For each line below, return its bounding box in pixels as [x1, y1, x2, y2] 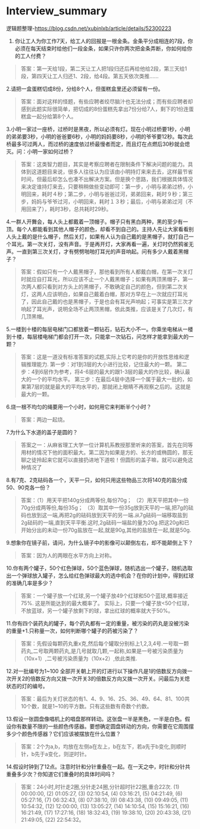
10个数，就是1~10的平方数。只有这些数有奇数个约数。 [20, 702, 152, 710]
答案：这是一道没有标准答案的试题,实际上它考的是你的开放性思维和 [20, 353, 185, 360]
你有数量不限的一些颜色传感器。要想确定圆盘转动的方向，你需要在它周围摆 [11, 723, 194, 730]
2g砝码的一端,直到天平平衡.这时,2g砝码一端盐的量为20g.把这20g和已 [20, 518, 190, 526]
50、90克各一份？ [6, 484, 51, 491]
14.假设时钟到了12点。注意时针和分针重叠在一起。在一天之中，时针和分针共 [6, 763, 190, 770]
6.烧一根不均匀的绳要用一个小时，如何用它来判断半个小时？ [6, 403, 152, 410]
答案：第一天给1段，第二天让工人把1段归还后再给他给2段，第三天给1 [20, 65, 187, 72]
